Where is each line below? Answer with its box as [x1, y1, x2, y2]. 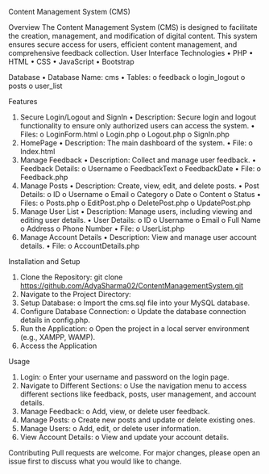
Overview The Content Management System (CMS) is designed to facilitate [8, 23, 258, 31]
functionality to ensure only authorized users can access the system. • [19, 121, 255, 130]
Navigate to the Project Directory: [19, 290, 131, 299]
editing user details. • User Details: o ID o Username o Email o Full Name [19, 216, 261, 224]
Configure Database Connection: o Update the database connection [19, 307, 246, 316]
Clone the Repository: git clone [19, 272, 123, 282]
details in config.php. [19, 315, 91, 325]
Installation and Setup [8, 257, 81, 266]
